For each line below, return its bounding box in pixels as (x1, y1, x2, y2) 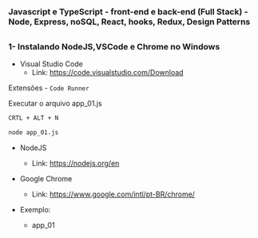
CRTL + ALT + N (8, 114, 59, 122)
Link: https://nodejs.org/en (31, 158, 120, 168)
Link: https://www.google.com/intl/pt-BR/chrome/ (31, 189, 196, 199)
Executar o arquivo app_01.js (8, 99, 102, 109)
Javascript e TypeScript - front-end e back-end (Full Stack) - (8, 6, 248, 18)
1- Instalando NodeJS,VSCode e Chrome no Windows (8, 41, 220, 52)
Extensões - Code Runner (8, 83, 89, 93)
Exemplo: (19, 204, 51, 214)
